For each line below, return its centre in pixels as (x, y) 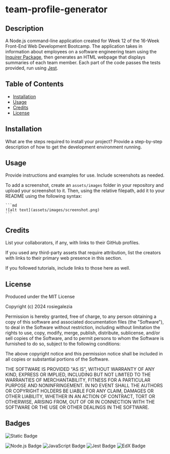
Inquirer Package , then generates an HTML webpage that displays (75, 57)
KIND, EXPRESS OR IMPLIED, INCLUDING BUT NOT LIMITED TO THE (78, 375)
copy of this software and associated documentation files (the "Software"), (85, 322)
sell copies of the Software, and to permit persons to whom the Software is (85, 338)
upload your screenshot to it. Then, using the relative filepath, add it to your (85, 191)
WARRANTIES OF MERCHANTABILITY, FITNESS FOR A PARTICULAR (78, 380)
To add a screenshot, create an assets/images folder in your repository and (84, 185)
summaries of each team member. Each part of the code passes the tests (83, 62)
